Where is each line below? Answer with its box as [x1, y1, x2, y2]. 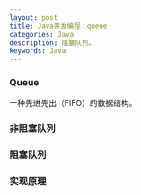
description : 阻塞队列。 [9, 38, 96, 48]
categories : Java [9, 30, 75, 39]
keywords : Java [9, 47, 66, 56]
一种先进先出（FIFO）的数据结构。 [9, 98, 137, 109]
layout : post [9, 13, 58, 22]
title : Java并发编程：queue [9, 22, 108, 31]
